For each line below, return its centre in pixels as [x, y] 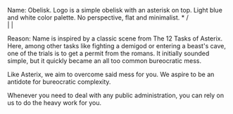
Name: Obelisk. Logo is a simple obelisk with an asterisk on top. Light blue [115, 10]
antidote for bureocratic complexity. [59, 82]
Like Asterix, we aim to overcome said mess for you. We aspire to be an [111, 74]
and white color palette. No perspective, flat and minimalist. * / [98, 17]
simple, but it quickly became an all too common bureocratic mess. [105, 61]
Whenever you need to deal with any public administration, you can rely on [116, 95]
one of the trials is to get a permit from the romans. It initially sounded [108, 53]
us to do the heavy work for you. [55, 103]
